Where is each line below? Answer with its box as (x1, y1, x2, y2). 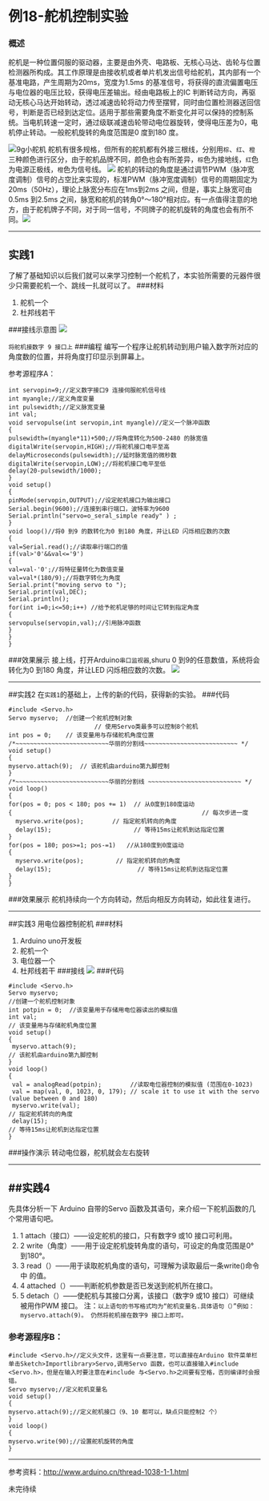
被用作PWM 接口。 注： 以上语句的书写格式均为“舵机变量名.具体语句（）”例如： (19, 1301, 255, 1310)
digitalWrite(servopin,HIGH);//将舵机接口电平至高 (8, 443, 170, 451)
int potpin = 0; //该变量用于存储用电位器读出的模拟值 (8, 1006, 179, 1014)
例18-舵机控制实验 (8, 7, 129, 26)
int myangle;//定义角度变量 (8, 395, 94, 403)
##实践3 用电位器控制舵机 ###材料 (8, 919, 123, 929)
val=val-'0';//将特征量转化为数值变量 (8, 565, 125, 573)
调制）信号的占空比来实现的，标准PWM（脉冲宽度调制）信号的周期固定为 (14, 175, 258, 184)
